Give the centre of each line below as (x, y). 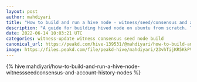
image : (14, 50)
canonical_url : (25, 45)
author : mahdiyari (28, 17)
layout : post (22, 11)
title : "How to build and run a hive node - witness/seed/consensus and (97, 22)
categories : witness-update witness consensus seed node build (85, 39)
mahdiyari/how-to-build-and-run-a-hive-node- (83, 66)
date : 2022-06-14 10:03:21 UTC (44, 33)
